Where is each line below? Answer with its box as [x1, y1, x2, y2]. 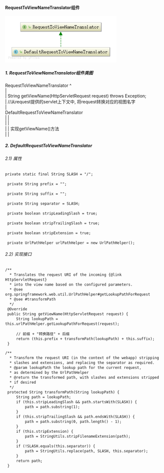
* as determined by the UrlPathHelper [9, 370, 89, 375]
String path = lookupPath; [16, 394, 71, 399]
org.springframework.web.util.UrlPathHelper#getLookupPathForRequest [5, 292, 151, 297]
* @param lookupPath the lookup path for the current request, [9, 365, 141, 370]
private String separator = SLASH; [7, 201, 80, 206]
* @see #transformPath [9, 297, 56, 302]
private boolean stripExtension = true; [7, 231, 91, 236]
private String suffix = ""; [7, 191, 67, 196]
